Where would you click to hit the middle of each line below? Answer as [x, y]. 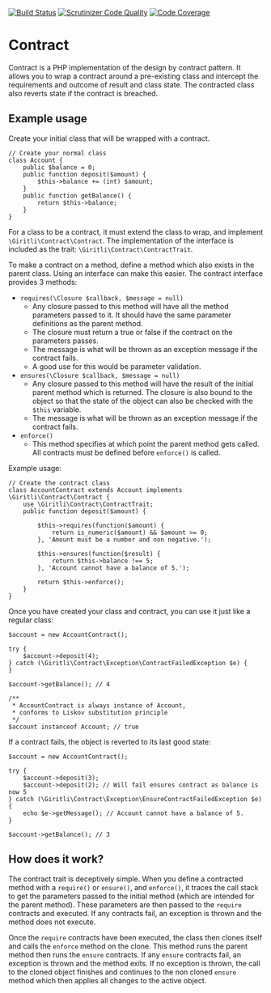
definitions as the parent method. [87, 323]
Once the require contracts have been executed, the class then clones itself [135, 937]
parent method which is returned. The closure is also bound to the [142, 392]
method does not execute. [52, 922]
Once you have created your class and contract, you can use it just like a [129, 611]
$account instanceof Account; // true [74, 727]
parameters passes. [65, 341]
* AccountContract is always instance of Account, [99, 705]
